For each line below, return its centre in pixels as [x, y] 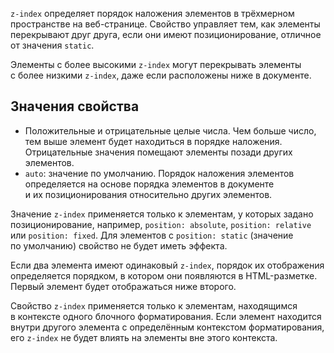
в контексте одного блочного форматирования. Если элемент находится [166, 316]
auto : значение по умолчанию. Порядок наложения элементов [159, 173]
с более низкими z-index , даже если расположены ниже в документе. [161, 75]
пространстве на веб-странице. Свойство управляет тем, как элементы [165, 24]
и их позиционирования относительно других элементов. [148, 194]
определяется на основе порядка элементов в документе [149, 184]
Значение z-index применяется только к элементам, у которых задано [162, 214]
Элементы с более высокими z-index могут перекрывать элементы [156, 64]
